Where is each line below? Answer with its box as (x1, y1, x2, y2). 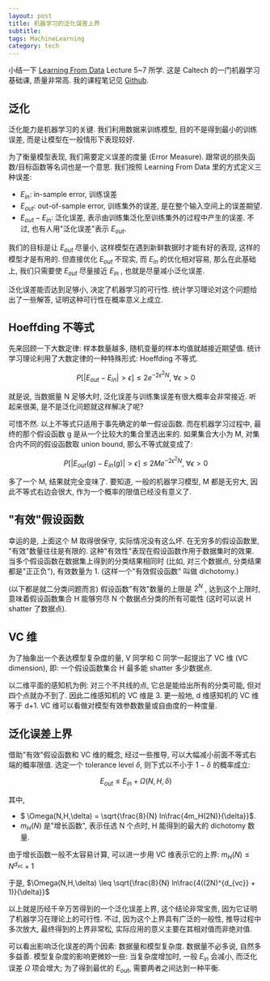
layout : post (8, 11, 53, 20)
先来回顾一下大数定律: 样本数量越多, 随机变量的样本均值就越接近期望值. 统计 (8, 344, 261, 353)
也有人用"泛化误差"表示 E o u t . (31, 224, 127, 236)
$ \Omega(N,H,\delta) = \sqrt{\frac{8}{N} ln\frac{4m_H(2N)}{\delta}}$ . (19, 811, 256, 820)
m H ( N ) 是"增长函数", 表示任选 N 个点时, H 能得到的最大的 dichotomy (19, 820, 247, 832)
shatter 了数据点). (8, 604, 67, 614)
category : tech (8, 42, 60, 50)
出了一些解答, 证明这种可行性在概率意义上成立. (8, 294, 164, 304)
